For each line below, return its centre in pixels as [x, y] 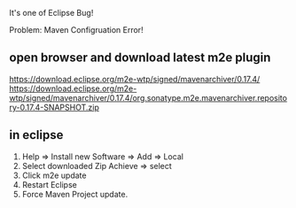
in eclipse [36, 135]
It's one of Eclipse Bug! [51, 13]
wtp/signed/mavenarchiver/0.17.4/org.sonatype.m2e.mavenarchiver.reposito [148, 97]
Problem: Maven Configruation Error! [76, 30]
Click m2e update [54, 175]
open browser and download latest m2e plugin [140, 58]
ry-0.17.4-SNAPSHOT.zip [55, 107]
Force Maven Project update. [75, 194]
